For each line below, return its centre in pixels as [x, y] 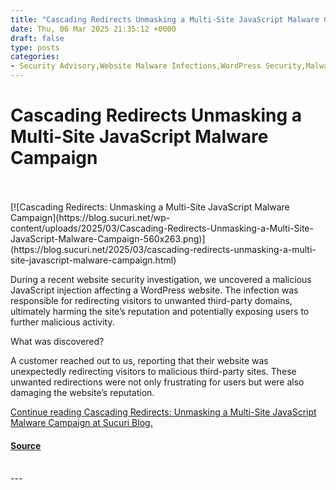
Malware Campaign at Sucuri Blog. [81, 422]
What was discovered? [57, 341]
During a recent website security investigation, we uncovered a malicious [161, 279]
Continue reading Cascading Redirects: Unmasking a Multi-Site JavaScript [163, 412]
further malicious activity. [62, 322]
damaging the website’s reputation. [82, 392]
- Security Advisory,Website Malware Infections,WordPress [136, 66]
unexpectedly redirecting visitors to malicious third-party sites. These [153, 371]
